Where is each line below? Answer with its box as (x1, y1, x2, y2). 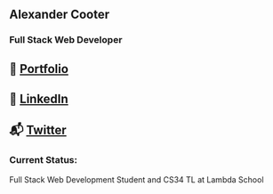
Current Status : (9, 154, 78, 166)
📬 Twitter (9, 123, 67, 138)
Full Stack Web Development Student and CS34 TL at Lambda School (9, 174, 264, 185)
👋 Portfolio (9, 61, 69, 77)
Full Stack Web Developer (9, 34, 123, 46)
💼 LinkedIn (9, 92, 68, 107)
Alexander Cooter (9, 7, 109, 22)
